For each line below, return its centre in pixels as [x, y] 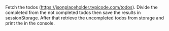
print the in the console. [30, 23]
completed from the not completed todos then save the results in [73, 12]
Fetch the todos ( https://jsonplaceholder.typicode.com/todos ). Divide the [82, 7]
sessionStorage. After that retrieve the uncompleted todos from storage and [84, 18]
